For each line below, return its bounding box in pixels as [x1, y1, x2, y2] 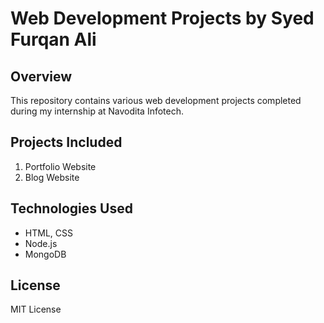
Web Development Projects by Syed [10, 7, 315, 30]
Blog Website [24, 171, 80, 183]
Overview [10, 68, 73, 85]
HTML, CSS [24, 227, 73, 239]
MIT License [10, 303, 62, 316]
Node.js [24, 237, 58, 249]
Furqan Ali [10, 28, 97, 51]
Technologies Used [10, 200, 133, 217]
